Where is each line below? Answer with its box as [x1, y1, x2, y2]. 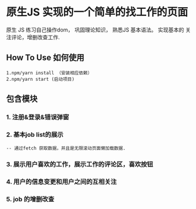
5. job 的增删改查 [6, 195, 55, 204]
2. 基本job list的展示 [6, 130, 64, 138]
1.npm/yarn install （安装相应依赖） [6, 69, 93, 76]
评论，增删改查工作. [11, 33, 61, 40]
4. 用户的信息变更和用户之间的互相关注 [6, 178, 117, 186]
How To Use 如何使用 [6, 53, 84, 63]
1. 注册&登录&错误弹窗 [6, 113, 69, 122]
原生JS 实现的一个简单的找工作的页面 [6, 5, 188, 19]
